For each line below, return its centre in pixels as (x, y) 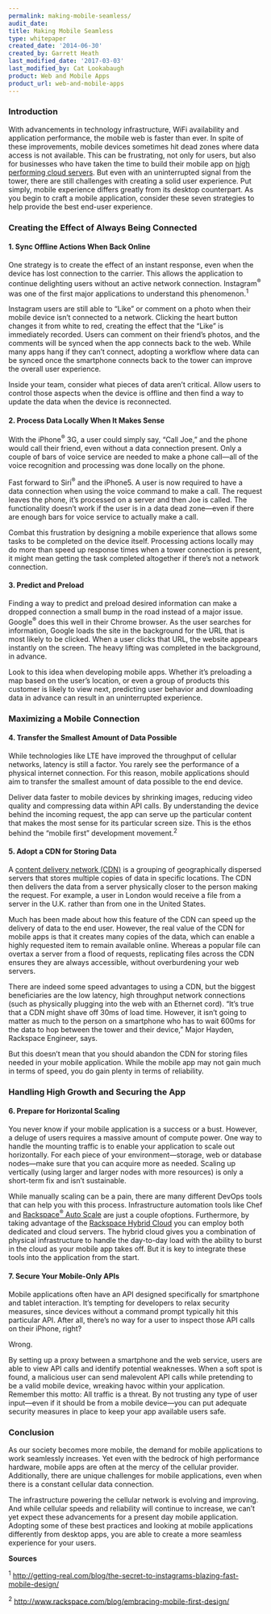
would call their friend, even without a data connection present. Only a (125, 449)
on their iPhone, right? (45, 1328)
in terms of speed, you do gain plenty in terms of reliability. (106, 1071)
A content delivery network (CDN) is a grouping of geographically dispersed (135, 869)
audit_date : (28, 23)
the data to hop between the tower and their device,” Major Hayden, (121, 1029)
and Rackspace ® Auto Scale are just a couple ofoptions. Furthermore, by (129, 1214)
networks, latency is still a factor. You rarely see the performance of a (124, 764)
